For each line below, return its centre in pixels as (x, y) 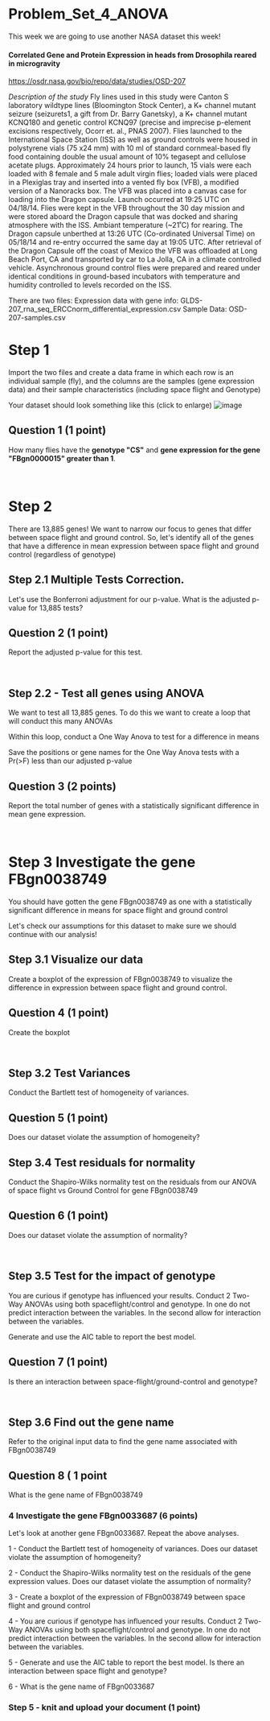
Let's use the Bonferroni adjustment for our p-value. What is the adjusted (129, 599)
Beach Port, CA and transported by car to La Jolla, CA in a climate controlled (135, 259)
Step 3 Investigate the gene (102, 863)
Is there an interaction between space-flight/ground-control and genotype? (133, 1381)
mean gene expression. (47, 815)
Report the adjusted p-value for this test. (76, 652)
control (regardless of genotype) (62, 554)
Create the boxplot (39, 1032)
